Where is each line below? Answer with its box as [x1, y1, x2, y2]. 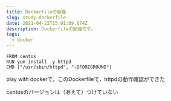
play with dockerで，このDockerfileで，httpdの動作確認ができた [6, 76, 165, 82]
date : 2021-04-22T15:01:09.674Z [6, 20, 88, 26]
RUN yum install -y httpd [6, 59, 71, 65]
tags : [6, 31, 20, 37]
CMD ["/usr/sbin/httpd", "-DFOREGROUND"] [6, 64, 112, 70]
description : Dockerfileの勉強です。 [6, 25, 95, 32]
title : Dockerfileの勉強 [6, 8, 66, 15]
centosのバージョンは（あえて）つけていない [6, 88, 118, 96]
